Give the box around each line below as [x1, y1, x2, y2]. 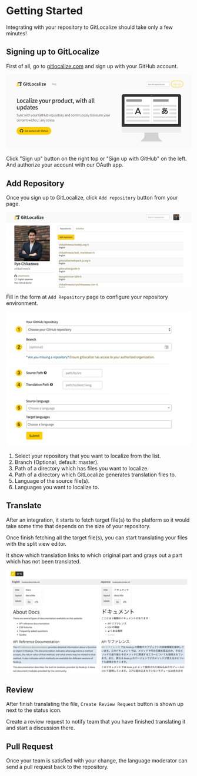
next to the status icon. [6, 707, 62, 714]
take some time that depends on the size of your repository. [6, 522, 151, 529]
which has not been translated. [6, 558, 81, 565]
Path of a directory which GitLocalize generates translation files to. [14, 471, 176, 478]
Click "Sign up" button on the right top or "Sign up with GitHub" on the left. [6, 155, 187, 163]
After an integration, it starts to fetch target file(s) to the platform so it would [6, 516, 190, 523]
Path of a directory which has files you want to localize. [14, 465, 149, 472]
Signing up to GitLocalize [6, 47, 100, 57]
